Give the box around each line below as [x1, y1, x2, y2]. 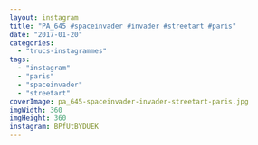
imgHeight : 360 [9, 113, 67, 122]
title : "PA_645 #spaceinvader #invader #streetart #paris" [9, 22, 237, 31]
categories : [9, 38, 54, 48]
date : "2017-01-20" [9, 30, 83, 39]
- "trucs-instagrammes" [17, 47, 107, 56]
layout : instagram [9, 13, 79, 23]
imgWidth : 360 [9, 105, 63, 114]
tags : [9, 55, 30, 64]
